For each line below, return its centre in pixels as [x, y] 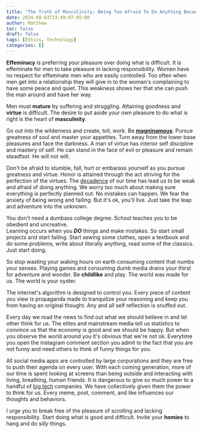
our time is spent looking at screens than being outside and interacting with [99, 373]
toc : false [20, 29]
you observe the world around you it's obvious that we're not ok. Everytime [99, 336]
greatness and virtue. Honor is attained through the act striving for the [93, 174]
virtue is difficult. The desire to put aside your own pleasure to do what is [97, 113]
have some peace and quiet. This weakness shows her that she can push [97, 88]
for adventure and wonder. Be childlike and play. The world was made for [97, 274]
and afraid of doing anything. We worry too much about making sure [91, 187]
